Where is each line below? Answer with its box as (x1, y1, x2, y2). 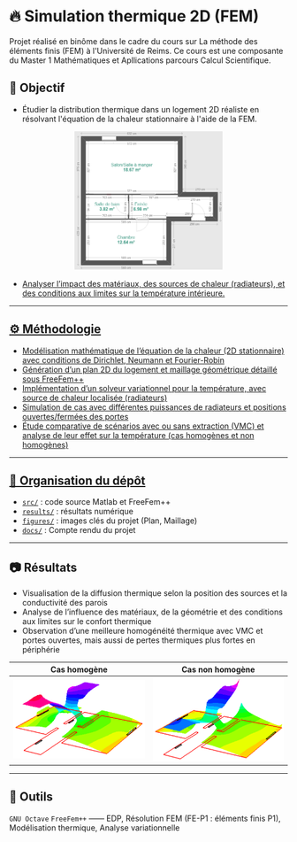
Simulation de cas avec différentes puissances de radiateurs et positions (21, 401, 287, 413)
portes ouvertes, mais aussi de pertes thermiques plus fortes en (21, 635, 256, 645)
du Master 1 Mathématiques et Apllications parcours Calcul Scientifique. (9, 55, 271, 66)
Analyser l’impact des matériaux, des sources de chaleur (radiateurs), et (21, 278, 286, 289)
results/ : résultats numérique (21, 506, 134, 517)
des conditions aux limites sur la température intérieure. (21, 288, 225, 298)
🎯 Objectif (9, 81, 65, 96)
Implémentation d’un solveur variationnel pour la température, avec (21, 382, 267, 393)
